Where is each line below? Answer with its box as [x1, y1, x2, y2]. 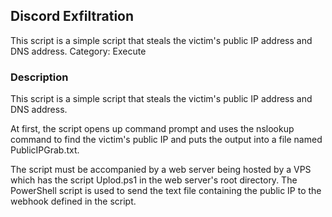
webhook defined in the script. [10, 195, 137, 208]
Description [10, 70, 69, 84]
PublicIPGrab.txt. [10, 144, 80, 156]
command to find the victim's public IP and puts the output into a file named [10, 134, 323, 146]
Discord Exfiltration [10, 8, 135, 25]
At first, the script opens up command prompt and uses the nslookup [10, 123, 295, 135]
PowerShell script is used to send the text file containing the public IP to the [10, 185, 322, 197]
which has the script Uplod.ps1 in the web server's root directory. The [10, 174, 298, 186]
